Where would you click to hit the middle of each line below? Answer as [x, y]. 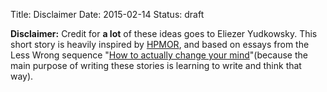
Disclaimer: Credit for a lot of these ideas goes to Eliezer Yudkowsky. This [164, 33]
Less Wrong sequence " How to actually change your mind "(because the [159, 55]
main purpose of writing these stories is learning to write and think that [156, 65]
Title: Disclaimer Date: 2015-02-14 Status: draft [107, 14]
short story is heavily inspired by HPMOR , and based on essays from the [160, 44]
